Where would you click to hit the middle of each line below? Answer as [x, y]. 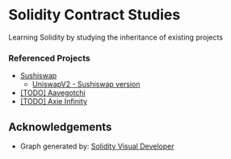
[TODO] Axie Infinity [53, 102]
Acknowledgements [60, 127]
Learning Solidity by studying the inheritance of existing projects [116, 37]
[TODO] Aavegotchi [53, 93]
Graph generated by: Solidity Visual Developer [97, 146]
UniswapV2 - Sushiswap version [86, 84]
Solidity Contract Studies [94, 15]
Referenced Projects [49, 58]
